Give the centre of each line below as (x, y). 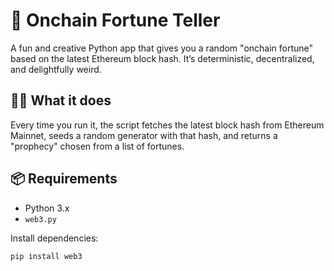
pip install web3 (46, 256)
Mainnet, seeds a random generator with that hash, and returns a (144, 135)
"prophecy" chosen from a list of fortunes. (97, 146)
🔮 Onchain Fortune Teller (115, 20)
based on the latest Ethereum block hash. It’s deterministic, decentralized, (162, 58)
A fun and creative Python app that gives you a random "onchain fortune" (162, 48)
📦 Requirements (64, 179)
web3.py (40, 219)
